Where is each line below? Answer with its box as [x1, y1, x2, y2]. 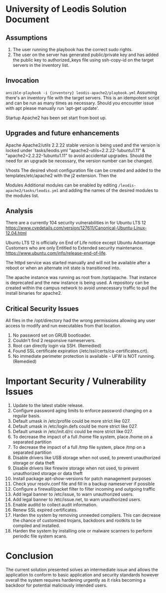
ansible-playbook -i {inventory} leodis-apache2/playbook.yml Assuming [5, 90, 157, 95]
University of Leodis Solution [5, 3, 127, 15]
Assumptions [5, 33, 48, 42]
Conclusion [5, 550, 54, 562]
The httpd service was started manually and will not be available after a [5, 260, 150, 266]
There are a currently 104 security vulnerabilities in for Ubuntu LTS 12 [5, 220, 146, 226]
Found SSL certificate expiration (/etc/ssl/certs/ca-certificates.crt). [12, 348, 149, 354]
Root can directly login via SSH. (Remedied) [12, 343, 101, 349]
